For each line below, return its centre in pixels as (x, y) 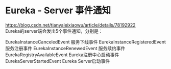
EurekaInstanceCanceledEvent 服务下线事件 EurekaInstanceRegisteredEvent (86, 42)
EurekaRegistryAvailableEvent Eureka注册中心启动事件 (62, 55)
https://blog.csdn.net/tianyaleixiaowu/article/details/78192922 (71, 25)
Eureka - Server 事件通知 (58, 10)
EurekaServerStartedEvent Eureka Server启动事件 (58, 61)
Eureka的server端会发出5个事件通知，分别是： (54, 31)
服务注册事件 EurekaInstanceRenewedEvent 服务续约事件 (65, 48)
